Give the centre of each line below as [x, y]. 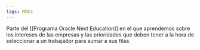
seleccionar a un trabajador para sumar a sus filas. [68, 41]
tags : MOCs [20, 11]
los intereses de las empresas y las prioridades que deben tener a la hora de [100, 34]
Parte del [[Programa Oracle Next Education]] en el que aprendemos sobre [98, 28]
